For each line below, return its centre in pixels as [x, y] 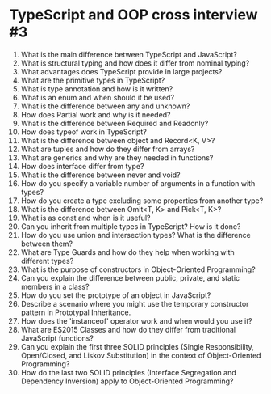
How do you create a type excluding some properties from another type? [142, 201]
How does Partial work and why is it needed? [96, 114]
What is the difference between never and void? [100, 175]
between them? [47, 244]
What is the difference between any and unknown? [105, 106]
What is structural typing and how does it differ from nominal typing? [135, 63]
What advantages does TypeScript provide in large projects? [121, 71]
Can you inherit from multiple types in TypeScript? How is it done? [131, 226]
